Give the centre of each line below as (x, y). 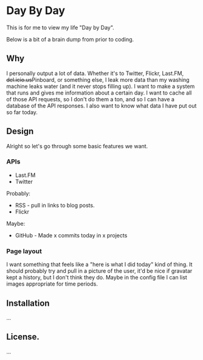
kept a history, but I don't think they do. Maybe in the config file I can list (97, 278)
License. (23, 337)
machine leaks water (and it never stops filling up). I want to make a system (101, 86)
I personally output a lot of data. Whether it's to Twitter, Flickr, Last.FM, (95, 73)
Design (20, 131)
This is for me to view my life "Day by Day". (60, 27)
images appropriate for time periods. (52, 284)
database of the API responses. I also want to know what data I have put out (101, 106)
